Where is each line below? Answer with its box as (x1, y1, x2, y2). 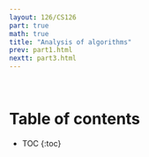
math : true (9, 29, 49, 38)
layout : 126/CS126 (9, 12, 77, 22)
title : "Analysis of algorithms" (9, 37, 132, 47)
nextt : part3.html (9, 54, 77, 63)
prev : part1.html (9, 46, 73, 55)
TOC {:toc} (21, 138, 62, 148)
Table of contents (9, 109, 141, 129)
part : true (9, 21, 49, 30)
